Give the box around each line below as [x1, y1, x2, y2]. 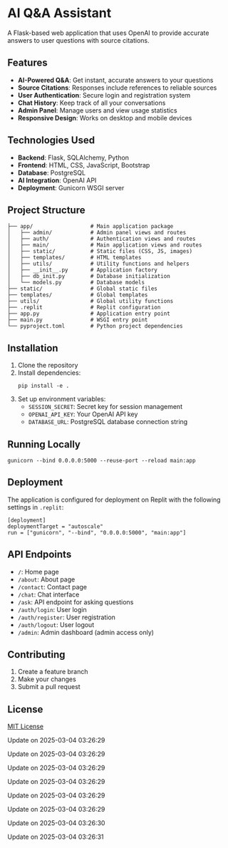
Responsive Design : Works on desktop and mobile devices [17, 113, 192, 122]
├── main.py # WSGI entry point [7, 316, 148, 324]
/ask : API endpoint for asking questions [17, 597, 134, 606]
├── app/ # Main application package [7, 223, 174, 230]
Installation [7, 342, 58, 354]
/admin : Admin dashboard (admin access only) [17, 628, 155, 636]
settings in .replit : [7, 502, 64, 511]
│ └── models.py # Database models [7, 279, 145, 286]
